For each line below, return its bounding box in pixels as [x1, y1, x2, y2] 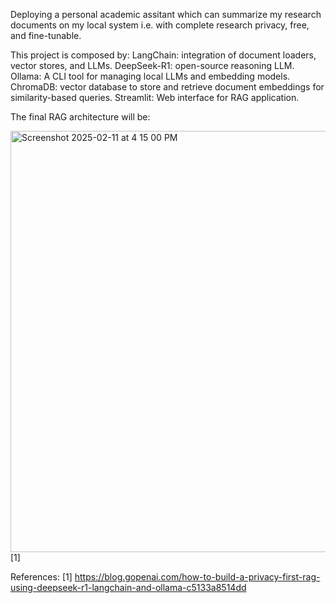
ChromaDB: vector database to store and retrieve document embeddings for [10, 81, 325, 93]
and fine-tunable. [10, 30, 82, 41]
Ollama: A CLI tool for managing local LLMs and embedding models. [10, 70, 291, 82]
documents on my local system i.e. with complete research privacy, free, [10, 19, 310, 31]
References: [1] [10, 571, 73, 583]
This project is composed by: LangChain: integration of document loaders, [10, 49, 317, 61]
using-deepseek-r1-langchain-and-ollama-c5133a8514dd [10, 582, 247, 593]
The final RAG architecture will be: [10, 111, 151, 123]
